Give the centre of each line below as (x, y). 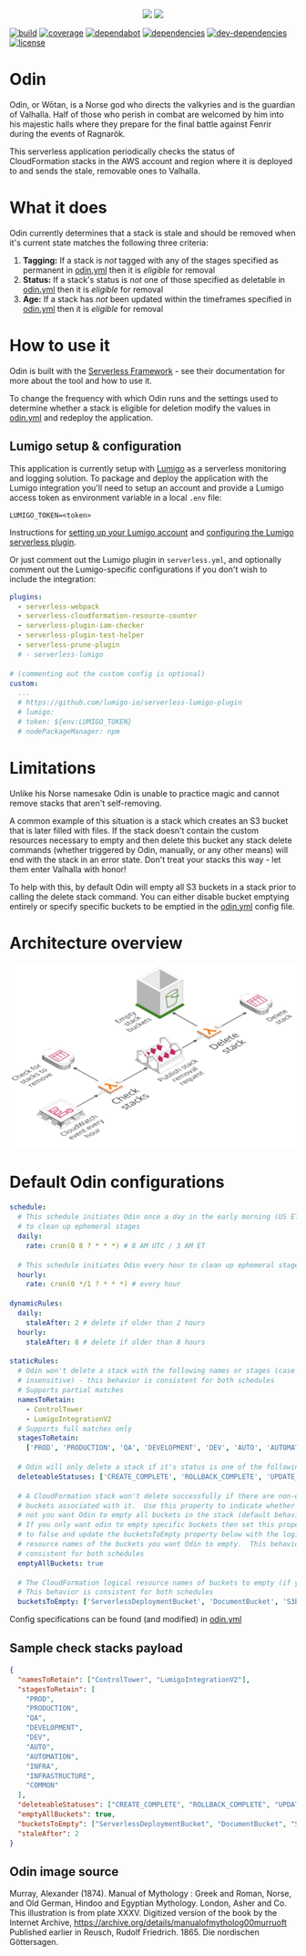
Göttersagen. (34, 1942)
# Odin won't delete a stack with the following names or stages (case (157, 1371)
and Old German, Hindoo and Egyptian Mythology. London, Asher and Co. (148, 1903)
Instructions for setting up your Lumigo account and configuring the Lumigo (152, 532)
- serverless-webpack (59, 607)
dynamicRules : (36, 1304)
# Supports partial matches (71, 1390)
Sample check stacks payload (97, 1648)
